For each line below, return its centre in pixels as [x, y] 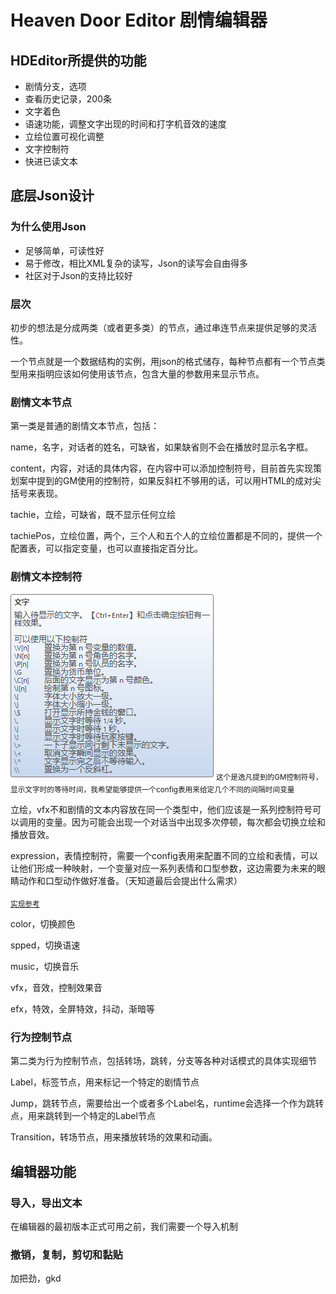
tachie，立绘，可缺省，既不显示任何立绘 [93, 515]
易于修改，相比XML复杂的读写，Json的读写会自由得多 [136, 263]
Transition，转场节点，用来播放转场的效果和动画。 [114, 1137]
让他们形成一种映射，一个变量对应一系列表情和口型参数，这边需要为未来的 [163, 868]
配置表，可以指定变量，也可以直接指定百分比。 [106, 548]
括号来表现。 [36, 493]
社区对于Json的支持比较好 [78, 275]
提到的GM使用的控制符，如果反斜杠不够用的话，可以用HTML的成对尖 [179, 481]
